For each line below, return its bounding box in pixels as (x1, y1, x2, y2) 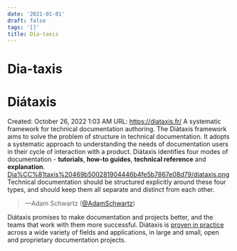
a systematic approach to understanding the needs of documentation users (7, 140, 229, 148)
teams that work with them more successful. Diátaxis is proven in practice (7, 220, 224, 229)
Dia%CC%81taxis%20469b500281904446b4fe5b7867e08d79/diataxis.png (7, 170, 230, 179)
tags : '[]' (7, 24, 40, 31)
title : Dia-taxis (7, 30, 59, 38)
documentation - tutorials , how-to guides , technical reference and (7, 155, 206, 164)
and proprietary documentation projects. (7, 236, 127, 245)
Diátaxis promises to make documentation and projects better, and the (7, 213, 214, 222)
